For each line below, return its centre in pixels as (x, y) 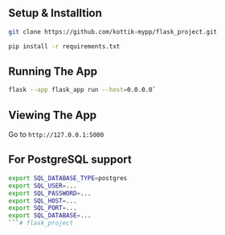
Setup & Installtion (55, 13)
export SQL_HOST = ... (43, 200)
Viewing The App (53, 115)
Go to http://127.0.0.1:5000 (56, 134)
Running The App (53, 71)
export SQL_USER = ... (43, 186)
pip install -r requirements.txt (64, 46)
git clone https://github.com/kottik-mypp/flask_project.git (113, 31)
